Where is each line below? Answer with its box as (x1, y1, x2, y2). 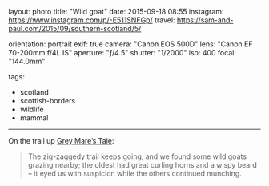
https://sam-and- (176, 15, 234, 25)
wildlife (19, 104, 44, 114)
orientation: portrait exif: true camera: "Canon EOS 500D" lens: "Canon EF (8, 39, 254, 49)
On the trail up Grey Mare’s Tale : (8, 136, 114, 145)
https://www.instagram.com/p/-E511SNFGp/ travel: (8, 15, 175, 25)
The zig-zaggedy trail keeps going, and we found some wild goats (27, 152, 247, 161)
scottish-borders (19, 96, 76, 105)
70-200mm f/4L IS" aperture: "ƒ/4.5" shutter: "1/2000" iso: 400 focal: (8, 48, 236, 57)
